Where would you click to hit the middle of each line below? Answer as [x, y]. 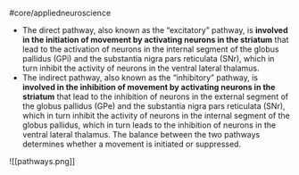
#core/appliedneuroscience [60, 13]
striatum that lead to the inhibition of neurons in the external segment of [155, 96]
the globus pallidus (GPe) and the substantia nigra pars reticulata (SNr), [154, 106]
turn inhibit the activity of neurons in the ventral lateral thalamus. [141, 68]
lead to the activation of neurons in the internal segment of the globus [150, 49]
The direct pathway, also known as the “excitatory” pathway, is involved [155, 30]
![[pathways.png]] [42, 161]
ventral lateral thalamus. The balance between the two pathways [141, 134]
